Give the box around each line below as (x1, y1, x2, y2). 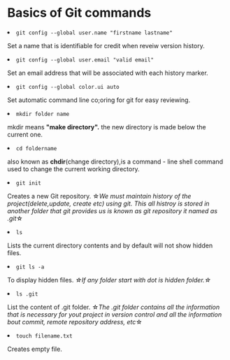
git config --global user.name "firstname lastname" (16, 29, 173, 36)
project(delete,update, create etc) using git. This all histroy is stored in (7, 199, 210, 208)
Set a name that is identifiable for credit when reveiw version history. (7, 41, 205, 50)
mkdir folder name (16, 110, 70, 117)
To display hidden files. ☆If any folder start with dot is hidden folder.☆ (7, 275, 211, 284)
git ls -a (16, 264, 45, 271)
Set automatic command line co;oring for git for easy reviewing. (7, 96, 191, 104)
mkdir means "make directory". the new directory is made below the (7, 122, 206, 131)
